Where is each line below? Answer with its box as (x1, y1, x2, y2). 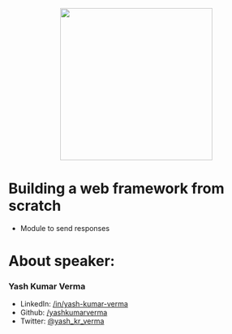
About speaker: (8, 252, 115, 271)
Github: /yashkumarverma (19, 308, 108, 318)
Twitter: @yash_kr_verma (19, 316, 105, 326)
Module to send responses (19, 223, 110, 233)
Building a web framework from (8, 179, 225, 198)
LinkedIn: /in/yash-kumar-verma (19, 299, 128, 309)
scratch (8, 197, 62, 215)
